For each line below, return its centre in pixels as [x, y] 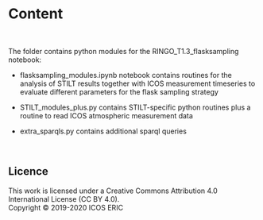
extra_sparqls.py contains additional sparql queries [103, 131]
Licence [29, 172]
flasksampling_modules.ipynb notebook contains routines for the [126, 75]
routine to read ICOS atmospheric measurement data [106, 115]
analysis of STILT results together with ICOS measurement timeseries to [137, 83]
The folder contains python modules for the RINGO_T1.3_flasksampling [124, 51]
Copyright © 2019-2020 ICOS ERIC [66, 207]
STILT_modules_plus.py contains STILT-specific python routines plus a [135, 107]
